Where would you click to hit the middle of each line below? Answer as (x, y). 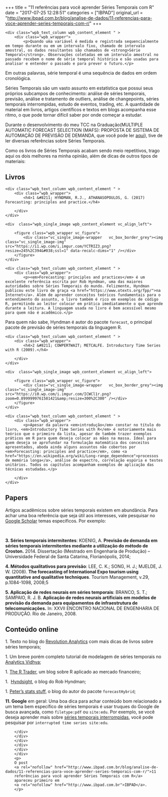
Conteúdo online (32, 630)
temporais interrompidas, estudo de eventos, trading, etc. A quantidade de (82, 104)
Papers (17, 498)
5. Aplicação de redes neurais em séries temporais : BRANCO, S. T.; (76, 592)
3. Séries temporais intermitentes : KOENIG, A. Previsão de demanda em (81, 540)
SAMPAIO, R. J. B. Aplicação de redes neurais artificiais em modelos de (81, 597)
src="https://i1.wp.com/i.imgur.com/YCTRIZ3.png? (58, 246)
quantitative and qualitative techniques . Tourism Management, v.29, (77, 577)
